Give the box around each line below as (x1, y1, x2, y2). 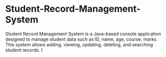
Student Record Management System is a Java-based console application (5, 31, 161, 37)
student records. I (5, 47, 43, 53)
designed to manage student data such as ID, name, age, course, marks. (5, 36, 158, 42)
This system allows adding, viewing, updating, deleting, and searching (5, 41, 153, 47)
